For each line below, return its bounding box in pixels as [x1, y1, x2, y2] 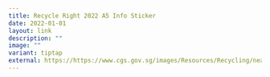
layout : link [8, 26, 52, 34]
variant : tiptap [8, 49, 63, 57]
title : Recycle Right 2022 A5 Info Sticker [8, 11, 157, 20]
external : [8, 57, 42, 65]
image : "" [8, 42, 42, 50]
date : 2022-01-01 [8, 19, 67, 27]
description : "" [8, 34, 63, 43]
